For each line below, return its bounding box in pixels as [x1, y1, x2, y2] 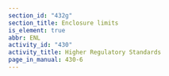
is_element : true [8, 26, 66, 34]
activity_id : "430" [8, 41, 73, 49]
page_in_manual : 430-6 [8, 56, 83, 64]
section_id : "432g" [8, 11, 73, 20]
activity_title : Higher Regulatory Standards [8, 48, 161, 56]
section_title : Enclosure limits [8, 19, 119, 27]
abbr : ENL [8, 33, 41, 42]
